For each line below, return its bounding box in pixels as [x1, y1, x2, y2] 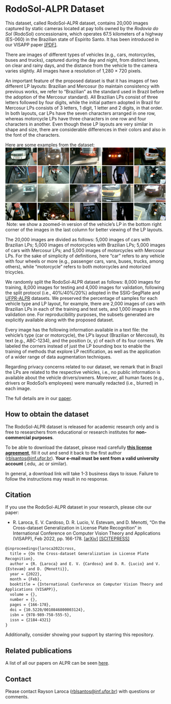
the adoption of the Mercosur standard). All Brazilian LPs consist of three [5, 94, 158, 100]
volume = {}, [10, 592, 38, 597]
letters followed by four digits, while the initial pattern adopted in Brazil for [5, 99, 160, 105]
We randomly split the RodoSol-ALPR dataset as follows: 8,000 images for [5, 279, 161, 285]
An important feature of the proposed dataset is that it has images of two [5, 78, 158, 84]
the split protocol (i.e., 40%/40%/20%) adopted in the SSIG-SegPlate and [5, 289, 160, 296]
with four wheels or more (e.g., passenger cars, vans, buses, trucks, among [5, 258, 164, 264]
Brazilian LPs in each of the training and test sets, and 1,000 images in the [5, 306, 160, 312]
